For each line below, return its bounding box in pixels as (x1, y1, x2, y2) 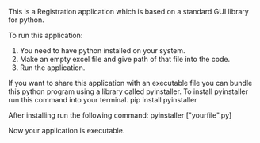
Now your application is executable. (8, 126, 125, 135)
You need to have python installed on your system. (19, 46, 185, 55)
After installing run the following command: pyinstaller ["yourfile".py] (8, 110, 232, 120)
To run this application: (8, 31, 83, 40)
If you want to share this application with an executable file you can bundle (8, 79, 253, 87)
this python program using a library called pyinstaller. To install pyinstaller (8, 87, 248, 96)
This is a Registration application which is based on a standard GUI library (8, 7, 250, 16)
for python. (8, 15, 45, 25)
